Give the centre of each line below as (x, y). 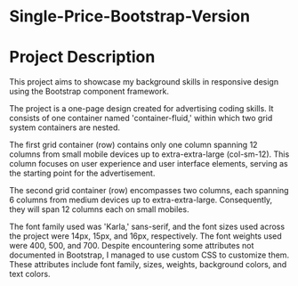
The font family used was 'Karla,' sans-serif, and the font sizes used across (147, 227)
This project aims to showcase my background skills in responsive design (144, 82)
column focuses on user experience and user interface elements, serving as (149, 164)
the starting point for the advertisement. (82, 173)
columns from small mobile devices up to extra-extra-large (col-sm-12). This (149, 154)
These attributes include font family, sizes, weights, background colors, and (148, 265)
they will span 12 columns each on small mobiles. (99, 209)
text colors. (30, 274)
